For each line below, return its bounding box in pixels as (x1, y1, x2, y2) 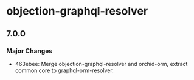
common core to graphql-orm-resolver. (15, 67, 114, 74)
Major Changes (6, 47, 53, 55)
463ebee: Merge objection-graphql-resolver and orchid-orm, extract (15, 60, 188, 67)
